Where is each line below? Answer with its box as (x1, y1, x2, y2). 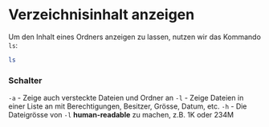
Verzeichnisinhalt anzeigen (8, 6, 195, 24)
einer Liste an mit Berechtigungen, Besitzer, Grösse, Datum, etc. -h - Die (8, 101, 247, 111)
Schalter (8, 74, 43, 85)
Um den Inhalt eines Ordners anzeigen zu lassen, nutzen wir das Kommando (8, 32, 261, 42)
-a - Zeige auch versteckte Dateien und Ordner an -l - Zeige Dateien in (8, 93, 244, 103)
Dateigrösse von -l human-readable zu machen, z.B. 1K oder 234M (8, 110, 234, 120)
